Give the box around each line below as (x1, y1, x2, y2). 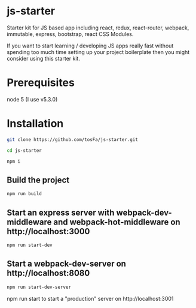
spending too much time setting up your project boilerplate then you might (7, 48, 190, 55)
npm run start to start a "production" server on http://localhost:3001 (7, 295, 174, 302)
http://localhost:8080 (7, 268, 90, 279)
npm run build (7, 191, 42, 197)
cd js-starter (7, 147, 42, 154)
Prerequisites (7, 76, 75, 89)
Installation (7, 117, 64, 130)
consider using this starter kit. (7, 55, 80, 62)
